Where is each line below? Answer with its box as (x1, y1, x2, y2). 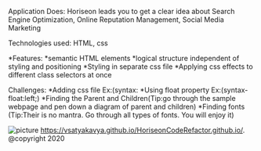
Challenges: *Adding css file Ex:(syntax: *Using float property (8, 85, 210, 95)
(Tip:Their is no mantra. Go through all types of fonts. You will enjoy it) (8, 110, 234, 120)
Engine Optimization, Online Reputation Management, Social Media (8, 15, 225, 24)
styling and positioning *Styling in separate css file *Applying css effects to (8, 62, 253, 71)
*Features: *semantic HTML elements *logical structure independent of (8, 54, 240, 63)
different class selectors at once (8, 70, 112, 79)
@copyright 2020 (8, 134, 65, 143)
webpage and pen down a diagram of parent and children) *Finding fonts (8, 102, 245, 111)
